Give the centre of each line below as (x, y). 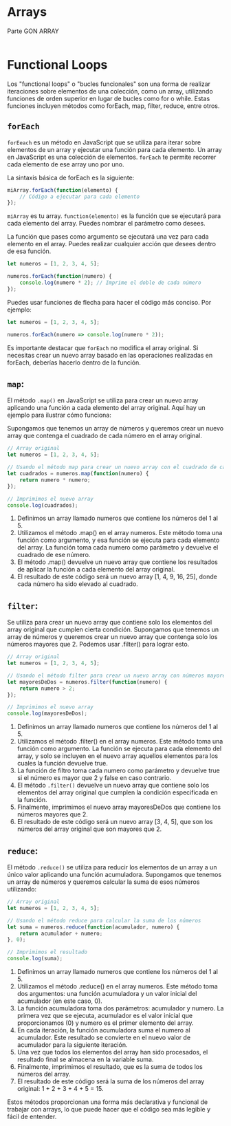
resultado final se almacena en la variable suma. (85, 1059)
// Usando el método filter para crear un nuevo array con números (106, 675)
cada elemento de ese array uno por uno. (66, 164)
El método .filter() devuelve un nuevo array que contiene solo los (113, 786)
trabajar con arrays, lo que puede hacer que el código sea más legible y (109, 1109)
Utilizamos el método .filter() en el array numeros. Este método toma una (120, 741)
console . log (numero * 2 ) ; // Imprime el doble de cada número (110, 283)
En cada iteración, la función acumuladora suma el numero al (103, 1030)
